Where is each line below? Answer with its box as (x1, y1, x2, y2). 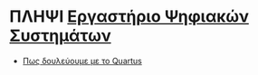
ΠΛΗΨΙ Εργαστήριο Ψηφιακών (9, 6, 249, 27)
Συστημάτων (9, 25, 111, 46)
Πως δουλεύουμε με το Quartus (22, 55, 142, 66)
